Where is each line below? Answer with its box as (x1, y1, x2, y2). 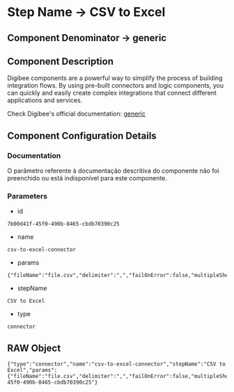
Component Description (7, 55, 114, 67)
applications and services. (7, 96, 83, 104)
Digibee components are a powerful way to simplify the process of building (7, 74, 223, 82)
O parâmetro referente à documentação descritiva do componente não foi (7, 166, 219, 175)
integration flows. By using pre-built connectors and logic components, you (7, 81, 224, 90)
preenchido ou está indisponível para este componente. (7, 174, 167, 182)
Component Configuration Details (7, 130, 157, 141)
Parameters (7, 191, 47, 201)
